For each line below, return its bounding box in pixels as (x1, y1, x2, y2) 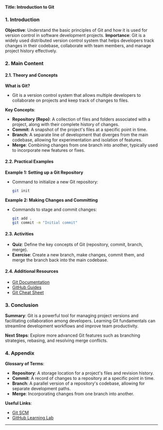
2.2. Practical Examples (5, 159, 54, 164)
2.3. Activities (5, 231, 34, 236)
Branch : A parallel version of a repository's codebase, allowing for (12, 380, 145, 386)
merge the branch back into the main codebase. (12, 257, 108, 263)
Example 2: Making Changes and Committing (5, 197, 98, 203)
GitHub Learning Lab (12, 415, 54, 421)
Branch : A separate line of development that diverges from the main (12, 132, 148, 138)
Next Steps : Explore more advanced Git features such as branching (5, 332, 141, 338)
